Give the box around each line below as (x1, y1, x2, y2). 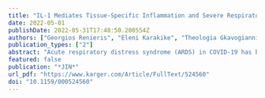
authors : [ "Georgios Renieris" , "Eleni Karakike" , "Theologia (8, 33, 217, 42)
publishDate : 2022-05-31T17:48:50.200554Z (8, 26, 150, 34)
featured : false (8, 56, 62, 64)
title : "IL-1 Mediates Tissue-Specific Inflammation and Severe (8, 11, 224, 20)
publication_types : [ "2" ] (8, 41, 93, 49)
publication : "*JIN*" (8, 63, 80, 71)
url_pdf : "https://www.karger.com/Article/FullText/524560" (8, 70, 211, 78)
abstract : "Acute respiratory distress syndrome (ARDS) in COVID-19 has (8, 48, 252, 56)
